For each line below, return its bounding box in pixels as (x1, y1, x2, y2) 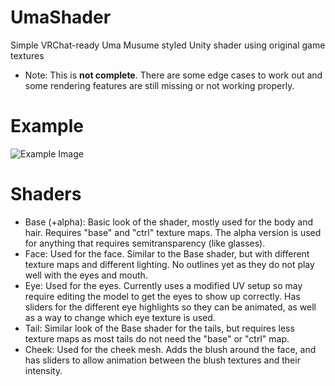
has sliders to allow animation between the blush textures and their (24, 354, 301, 366)
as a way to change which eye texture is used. (24, 311, 216, 323)
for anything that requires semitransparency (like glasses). (24, 237, 266, 249)
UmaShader (10, 6, 112, 29)
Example (10, 115, 84, 138)
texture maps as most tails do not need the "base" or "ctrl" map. (24, 332, 290, 345)
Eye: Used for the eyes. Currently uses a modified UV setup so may (24, 279, 303, 291)
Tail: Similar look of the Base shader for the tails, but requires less (24, 322, 295, 334)
